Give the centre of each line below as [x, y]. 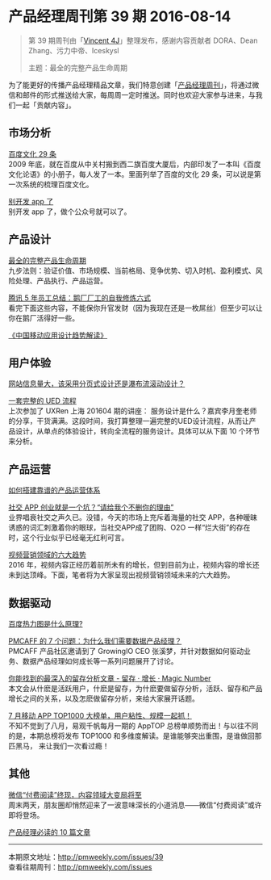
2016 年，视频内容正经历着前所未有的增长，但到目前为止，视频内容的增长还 [134, 565]
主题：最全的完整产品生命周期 [77, 67]
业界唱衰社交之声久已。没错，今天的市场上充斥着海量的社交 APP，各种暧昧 [133, 518]
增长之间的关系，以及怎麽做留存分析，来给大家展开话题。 [104, 698]
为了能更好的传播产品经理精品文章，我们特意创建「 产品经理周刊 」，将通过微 [134, 85]
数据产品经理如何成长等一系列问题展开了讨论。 [100, 661]
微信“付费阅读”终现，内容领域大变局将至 [75, 794]
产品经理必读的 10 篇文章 [50, 832]
